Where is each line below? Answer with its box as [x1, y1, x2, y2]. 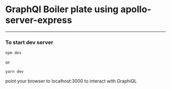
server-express [5, 14, 72, 26]
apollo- [120, 4, 152, 15]
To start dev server [5, 39, 53, 46]
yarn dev [5, 69, 24, 74]
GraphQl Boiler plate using [5, 4, 119, 15]
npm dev [5, 50, 22, 55]
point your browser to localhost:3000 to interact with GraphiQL [5, 78, 137, 84]
